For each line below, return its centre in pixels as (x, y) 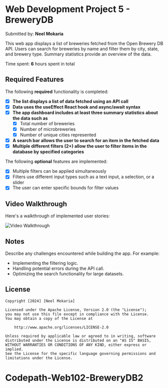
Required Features (35, 79)
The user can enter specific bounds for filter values (65, 188)
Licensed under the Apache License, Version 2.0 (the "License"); (76, 310)
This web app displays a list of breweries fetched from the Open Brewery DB (84, 43)
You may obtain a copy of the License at (49, 318)
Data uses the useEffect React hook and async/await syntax (76, 107)
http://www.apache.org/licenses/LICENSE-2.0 (61, 327)
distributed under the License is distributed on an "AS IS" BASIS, (78, 340)
